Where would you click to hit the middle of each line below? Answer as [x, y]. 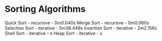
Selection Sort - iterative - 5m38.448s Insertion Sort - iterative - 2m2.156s [81, 28]
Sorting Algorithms [45, 9]
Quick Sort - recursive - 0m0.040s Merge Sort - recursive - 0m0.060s [77, 23]
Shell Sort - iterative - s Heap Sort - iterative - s [53, 33]
